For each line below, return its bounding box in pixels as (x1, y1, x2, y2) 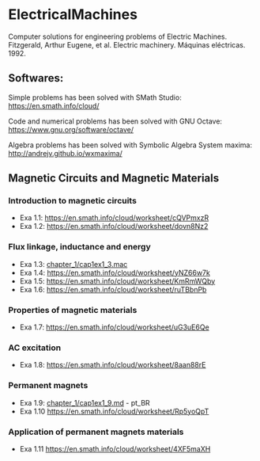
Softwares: (8, 71, 64, 85)
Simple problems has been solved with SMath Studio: (8, 93, 182, 102)
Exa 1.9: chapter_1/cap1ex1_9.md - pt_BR (19, 398, 150, 407)
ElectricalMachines (8, 6, 138, 24)
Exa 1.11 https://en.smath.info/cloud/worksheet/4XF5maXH (19, 444, 211, 453)
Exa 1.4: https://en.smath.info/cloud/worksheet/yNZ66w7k (19, 268, 211, 277)
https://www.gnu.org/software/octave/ (8, 124, 134, 134)
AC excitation (8, 342, 62, 353)
